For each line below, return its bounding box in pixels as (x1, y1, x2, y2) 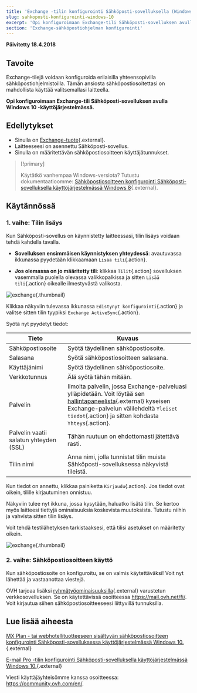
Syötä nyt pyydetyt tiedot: (6, 320, 69, 327)
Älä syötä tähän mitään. (67, 372, 132, 381)
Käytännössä (6, 201, 56, 211)
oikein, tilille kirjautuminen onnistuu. (6, 489, 93, 496)
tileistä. (67, 467, 87, 476)
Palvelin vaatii (9, 428, 47, 436)
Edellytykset (6, 121, 54, 131)
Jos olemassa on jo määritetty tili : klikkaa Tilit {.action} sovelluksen (14, 267, 182, 274)
